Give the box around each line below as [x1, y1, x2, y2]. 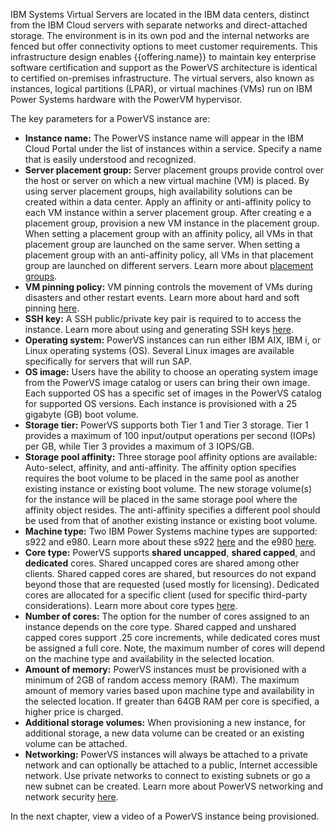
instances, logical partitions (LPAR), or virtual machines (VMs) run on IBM [10, 83, 313, 94]
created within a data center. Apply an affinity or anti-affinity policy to [24, 196, 312, 208]
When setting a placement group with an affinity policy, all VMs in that [24, 228, 313, 239]
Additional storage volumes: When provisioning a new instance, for [24, 717, 307, 728]
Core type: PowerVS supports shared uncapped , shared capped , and [24, 547, 316, 558]
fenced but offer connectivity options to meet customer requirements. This [10, 40, 318, 52]
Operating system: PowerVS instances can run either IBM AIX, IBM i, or [24, 334, 322, 346]
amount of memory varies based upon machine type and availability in [24, 685, 315, 696]
